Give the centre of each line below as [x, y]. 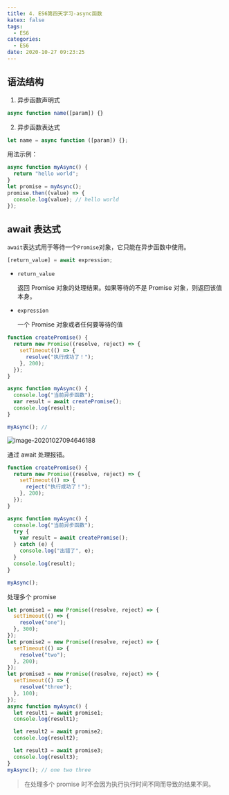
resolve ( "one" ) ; [43, 623]
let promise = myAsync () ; [44, 187]
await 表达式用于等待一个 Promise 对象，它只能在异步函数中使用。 [99, 247]
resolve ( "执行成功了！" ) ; [60, 357]
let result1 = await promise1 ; [58, 713]
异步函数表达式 [38, 127]
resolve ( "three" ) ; [46, 687]
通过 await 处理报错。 [38, 455]
